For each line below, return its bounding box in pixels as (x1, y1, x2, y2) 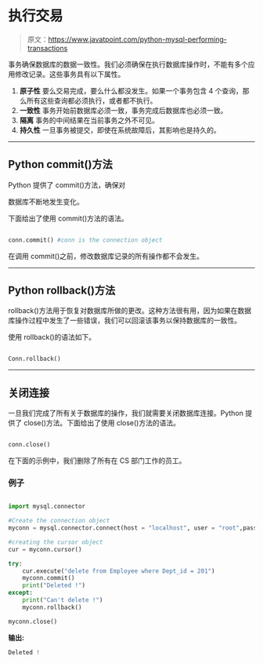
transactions (27, 43, 68, 53)
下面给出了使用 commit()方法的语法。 (8, 213, 129, 223)
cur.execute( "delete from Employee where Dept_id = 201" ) (22, 566, 215, 575)
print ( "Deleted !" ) (22, 581, 86, 589)
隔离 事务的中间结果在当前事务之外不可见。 (19, 115, 159, 125)
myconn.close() (8, 617, 58, 625)
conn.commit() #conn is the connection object (8, 236, 163, 244)
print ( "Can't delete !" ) (22, 596, 103, 604)
